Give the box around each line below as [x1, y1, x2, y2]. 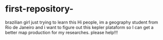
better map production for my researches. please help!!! [5, 29, 118, 35]
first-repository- [5, 3, 74, 14]
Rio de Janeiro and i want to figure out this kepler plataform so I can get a [5, 24, 154, 30]
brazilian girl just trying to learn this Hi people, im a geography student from [5, 19, 159, 25]
